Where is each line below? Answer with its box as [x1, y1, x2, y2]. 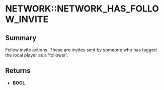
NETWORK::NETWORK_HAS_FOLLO [5, 3, 159, 14]
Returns [5, 66, 31, 75]
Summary [5, 33, 37, 42]
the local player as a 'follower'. [5, 52, 68, 58]
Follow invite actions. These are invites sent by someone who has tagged [5, 47, 157, 52]
